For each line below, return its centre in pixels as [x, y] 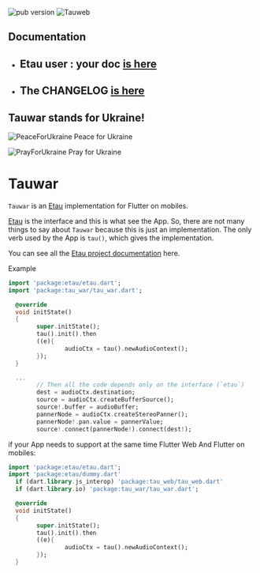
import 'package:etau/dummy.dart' [65, 474]
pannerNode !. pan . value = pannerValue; [100, 422]
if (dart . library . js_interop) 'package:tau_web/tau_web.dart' [119, 482]
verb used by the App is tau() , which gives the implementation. [111, 238]
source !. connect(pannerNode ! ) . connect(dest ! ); [114, 429]
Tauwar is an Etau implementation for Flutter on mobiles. [98, 205]
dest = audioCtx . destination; [86, 392]
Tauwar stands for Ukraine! [76, 117]
